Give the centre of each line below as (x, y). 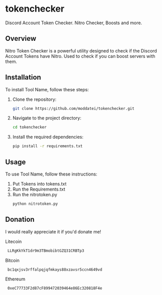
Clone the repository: (34, 99)
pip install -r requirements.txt (48, 146)
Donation (20, 220)
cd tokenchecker (29, 127)
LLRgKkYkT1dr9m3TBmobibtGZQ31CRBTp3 (46, 251)
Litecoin (13, 241)
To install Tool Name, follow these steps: (47, 89)
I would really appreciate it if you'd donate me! (53, 231)
